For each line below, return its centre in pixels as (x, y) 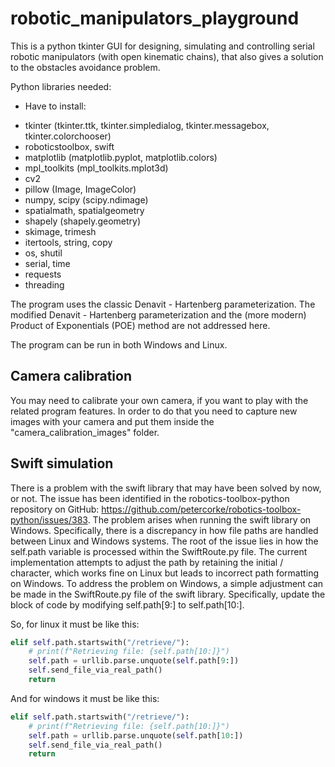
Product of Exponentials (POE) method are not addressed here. (140, 325)
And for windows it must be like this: (85, 698)
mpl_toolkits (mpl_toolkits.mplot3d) (96, 168)
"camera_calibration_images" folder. (85, 432)
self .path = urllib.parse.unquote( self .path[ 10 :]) (136, 735)
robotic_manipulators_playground (155, 18)
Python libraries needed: (61, 86)
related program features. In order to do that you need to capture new (154, 411)
